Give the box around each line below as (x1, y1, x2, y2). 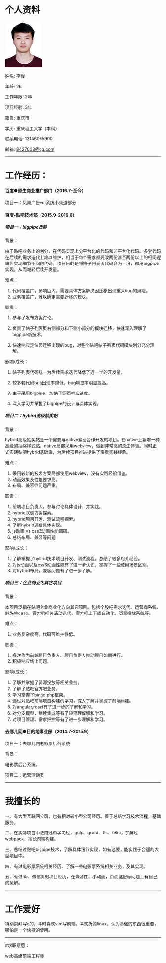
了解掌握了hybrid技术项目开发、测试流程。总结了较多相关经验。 (12, 555, 142, 561)
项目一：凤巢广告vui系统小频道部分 (5, 200, 77, 206)
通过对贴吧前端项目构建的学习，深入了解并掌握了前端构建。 (12, 698, 134, 703)
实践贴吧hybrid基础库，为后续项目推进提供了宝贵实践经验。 (9, 449, 131, 455)
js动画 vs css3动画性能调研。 (12, 528, 72, 534)
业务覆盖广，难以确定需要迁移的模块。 (12, 294, 90, 300)
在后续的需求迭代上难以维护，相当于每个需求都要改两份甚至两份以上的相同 (5, 254, 157, 260)
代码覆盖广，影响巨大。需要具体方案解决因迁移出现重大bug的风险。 (12, 287, 151, 293)
